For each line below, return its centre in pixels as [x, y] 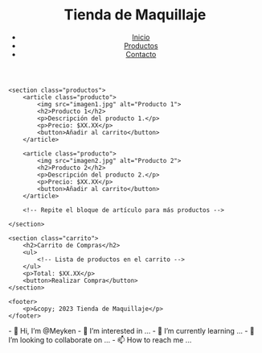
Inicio [141, 37]
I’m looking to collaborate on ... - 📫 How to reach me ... [100, 339]
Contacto [141, 54]
